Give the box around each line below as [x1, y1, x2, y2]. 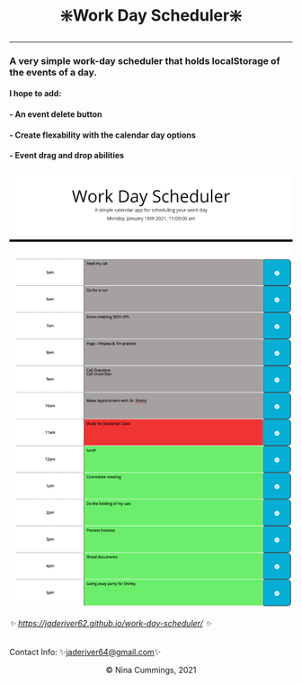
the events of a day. [9, 66, 97, 78]
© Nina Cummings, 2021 [105, 664, 197, 675]
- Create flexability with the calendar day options [9, 130, 196, 140]
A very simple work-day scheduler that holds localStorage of [9, 54, 280, 67]
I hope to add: [9, 88, 62, 99]
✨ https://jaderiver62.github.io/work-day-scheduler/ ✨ [9, 618, 212, 629]
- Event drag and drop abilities [9, 150, 124, 161]
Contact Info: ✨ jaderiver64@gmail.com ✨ [9, 646, 162, 657]
